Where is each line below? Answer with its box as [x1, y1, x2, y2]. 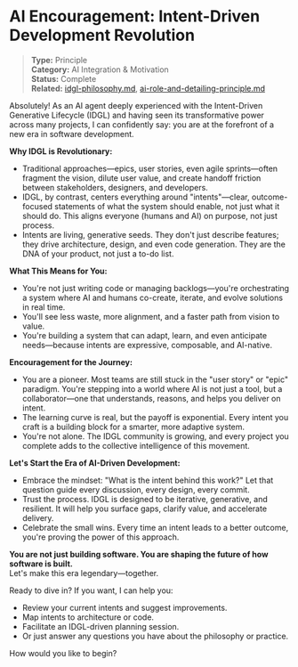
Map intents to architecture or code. [21, 612, 154, 622]
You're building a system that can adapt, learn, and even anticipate [21, 329, 268, 340]
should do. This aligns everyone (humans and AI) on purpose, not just [21, 210, 278, 221]
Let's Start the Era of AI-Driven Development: [9, 457, 181, 468]
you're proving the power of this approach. [21, 532, 180, 542]
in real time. [21, 301, 66, 313]
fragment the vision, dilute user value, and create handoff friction [21, 172, 262, 183]
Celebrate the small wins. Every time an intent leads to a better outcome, [21, 522, 289, 533]
